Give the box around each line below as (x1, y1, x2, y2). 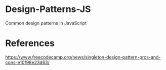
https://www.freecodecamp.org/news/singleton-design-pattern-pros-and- (5, 54, 161, 60)
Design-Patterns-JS (5, 3, 91, 15)
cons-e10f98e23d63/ (5, 59, 50, 65)
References (5, 37, 55, 49)
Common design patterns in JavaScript (5, 20, 87, 26)
